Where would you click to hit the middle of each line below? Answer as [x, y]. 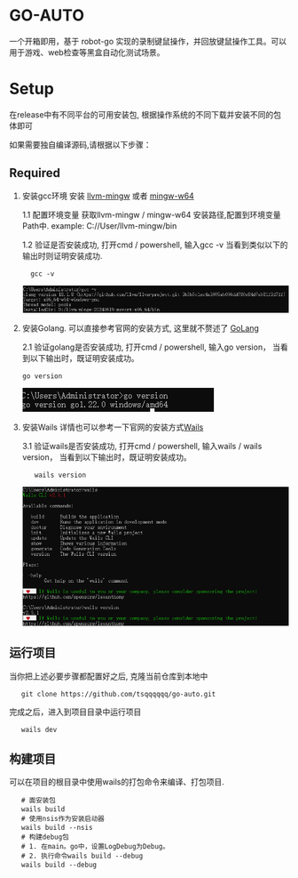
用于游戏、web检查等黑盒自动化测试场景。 [87, 52]
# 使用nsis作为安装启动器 [63, 819]
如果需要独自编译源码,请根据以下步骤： [81, 144]
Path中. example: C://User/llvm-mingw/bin [99, 226]
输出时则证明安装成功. [62, 255]
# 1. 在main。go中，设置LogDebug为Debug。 [95, 847]
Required [35, 173]
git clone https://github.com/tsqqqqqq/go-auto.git [118, 694]
